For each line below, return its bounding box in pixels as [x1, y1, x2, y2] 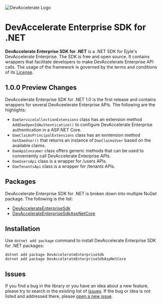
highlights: [5, 107, 27, 113]
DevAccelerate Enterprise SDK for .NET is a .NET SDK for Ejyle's [5, 48, 137, 54]
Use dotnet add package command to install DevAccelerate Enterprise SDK [5, 238, 156, 244]
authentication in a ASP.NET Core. [12, 127, 82, 132]
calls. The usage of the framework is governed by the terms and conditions [5, 64, 158, 70]
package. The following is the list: [5, 196, 73, 202]
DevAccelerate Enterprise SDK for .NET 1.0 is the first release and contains [5, 96, 156, 102]
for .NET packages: [5, 243, 44, 249]
